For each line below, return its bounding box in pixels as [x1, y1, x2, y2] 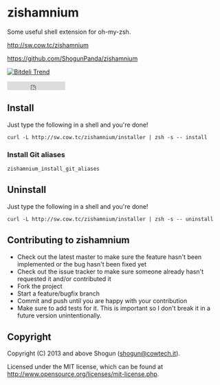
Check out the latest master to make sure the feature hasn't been [16, 253, 202, 261]
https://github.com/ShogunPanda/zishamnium [7, 54, 138, 63]
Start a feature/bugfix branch [16, 289, 100, 298]
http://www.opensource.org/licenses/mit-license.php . [7, 370, 159, 378]
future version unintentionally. [16, 311, 102, 320]
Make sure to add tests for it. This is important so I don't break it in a [16, 304, 211, 312]
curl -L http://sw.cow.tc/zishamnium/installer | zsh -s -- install [7, 134, 208, 141]
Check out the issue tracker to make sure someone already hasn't [16, 267, 204, 275]
